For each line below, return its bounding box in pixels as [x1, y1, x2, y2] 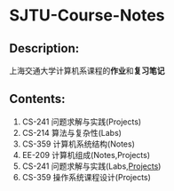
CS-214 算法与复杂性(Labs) [21, 127, 123, 138]
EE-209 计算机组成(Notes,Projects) [21, 149, 151, 160]
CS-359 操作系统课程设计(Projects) [21, 171, 151, 182]
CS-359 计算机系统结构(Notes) [21, 139, 136, 149]
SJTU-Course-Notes [9, 5, 166, 26]
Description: [9, 41, 80, 56]
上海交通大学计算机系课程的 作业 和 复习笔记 [9, 66, 165, 76]
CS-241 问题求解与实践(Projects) [21, 116, 142, 127]
